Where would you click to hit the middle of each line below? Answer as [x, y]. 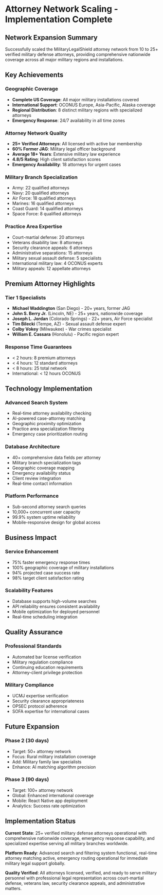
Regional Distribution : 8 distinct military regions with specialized [77, 110]
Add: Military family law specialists [47, 761]
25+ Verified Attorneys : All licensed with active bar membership [77, 143]
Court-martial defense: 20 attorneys [48, 237]
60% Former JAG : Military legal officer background [64, 149]
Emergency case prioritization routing [50, 434]
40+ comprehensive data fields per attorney [56, 457]
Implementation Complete [59, 19]
